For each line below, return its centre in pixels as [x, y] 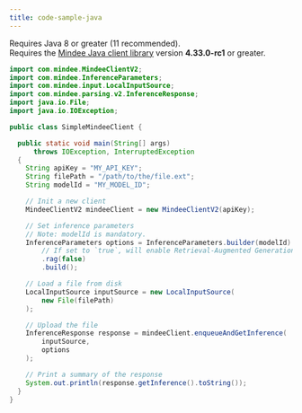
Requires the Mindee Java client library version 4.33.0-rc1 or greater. [138, 53]
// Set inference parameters [80, 225]
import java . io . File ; [50, 103]
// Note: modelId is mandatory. [86, 234]
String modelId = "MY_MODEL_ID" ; [88, 185]
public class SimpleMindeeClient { [76, 127]
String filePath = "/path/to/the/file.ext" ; [110, 177]
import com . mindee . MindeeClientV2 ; [76, 69]
